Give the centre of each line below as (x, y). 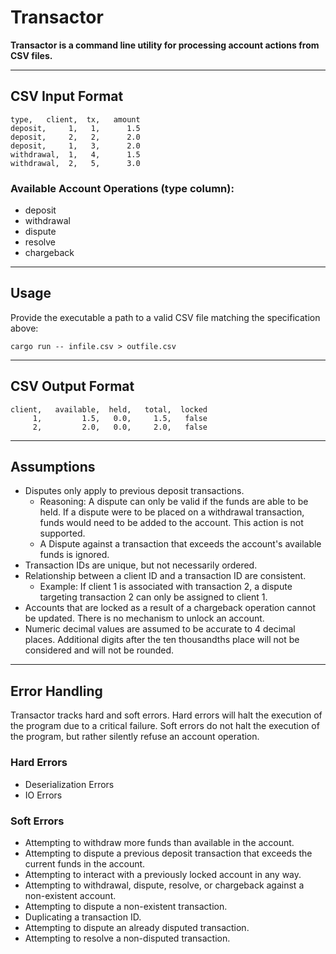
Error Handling (56, 691)
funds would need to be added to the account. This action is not (171, 523)
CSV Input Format (67, 96)
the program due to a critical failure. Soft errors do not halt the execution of (165, 726)
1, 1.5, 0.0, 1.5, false (120, 418)
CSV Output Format (72, 386)
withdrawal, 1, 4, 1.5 (75, 154)
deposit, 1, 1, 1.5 (75, 128)
